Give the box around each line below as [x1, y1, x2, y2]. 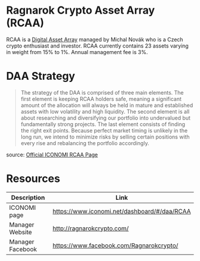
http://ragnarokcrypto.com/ [52, 224, 129, 232]
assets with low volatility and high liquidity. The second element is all [20, 108, 190, 115]
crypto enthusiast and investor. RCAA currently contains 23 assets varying [6, 42, 189, 49]
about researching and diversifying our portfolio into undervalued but [20, 114, 190, 121]
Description [11, 193, 45, 202]
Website [9, 228, 32, 236]
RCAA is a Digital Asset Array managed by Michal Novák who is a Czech [6, 36, 183, 43]
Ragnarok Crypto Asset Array [6, 4, 155, 17]
